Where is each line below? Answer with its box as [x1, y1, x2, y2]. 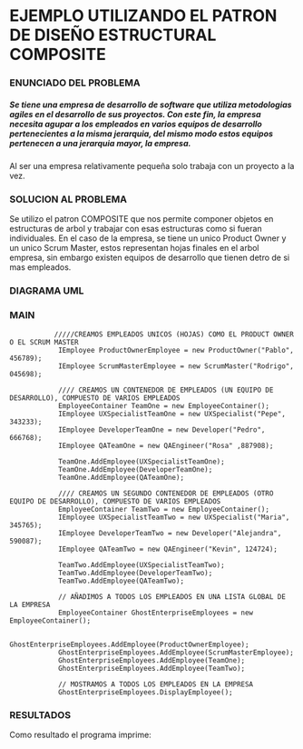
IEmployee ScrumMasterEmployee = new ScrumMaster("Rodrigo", [57, 361, 295, 371]
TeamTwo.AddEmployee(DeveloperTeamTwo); [57, 568, 213, 577]
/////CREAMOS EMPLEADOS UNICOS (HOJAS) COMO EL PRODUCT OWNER [54, 329, 295, 339]
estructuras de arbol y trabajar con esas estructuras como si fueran [9, 224, 262, 235]
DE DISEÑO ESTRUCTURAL [9, 25, 217, 45]
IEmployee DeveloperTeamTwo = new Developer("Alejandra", [57, 528, 282, 537]
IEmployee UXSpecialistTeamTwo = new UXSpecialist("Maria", [57, 513, 290, 522]
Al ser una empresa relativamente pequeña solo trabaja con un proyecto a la [9, 161, 295, 172]
